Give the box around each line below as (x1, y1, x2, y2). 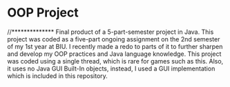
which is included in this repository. (7, 71, 108, 80)
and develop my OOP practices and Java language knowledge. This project (7, 50, 222, 58)
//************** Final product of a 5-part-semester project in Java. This (7, 28, 214, 36)
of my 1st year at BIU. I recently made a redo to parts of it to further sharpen (7, 42, 223, 50)
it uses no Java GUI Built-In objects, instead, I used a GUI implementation (7, 64, 215, 72)
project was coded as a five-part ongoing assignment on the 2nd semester (7, 35, 220, 43)
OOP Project (7, 5, 79, 21)
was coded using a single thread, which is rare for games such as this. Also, (7, 57, 224, 65)
